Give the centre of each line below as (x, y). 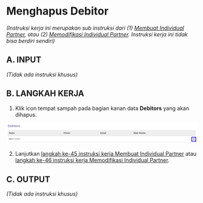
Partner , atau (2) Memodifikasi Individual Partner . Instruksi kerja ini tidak (97, 34)
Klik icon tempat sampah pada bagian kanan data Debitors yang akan (102, 108)
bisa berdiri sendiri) (31, 41)
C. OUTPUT (28, 179)
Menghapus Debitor (58, 11)
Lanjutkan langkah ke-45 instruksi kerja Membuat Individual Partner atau (106, 154)
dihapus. (26, 115)
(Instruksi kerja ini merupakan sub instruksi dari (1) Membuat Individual (95, 28)
